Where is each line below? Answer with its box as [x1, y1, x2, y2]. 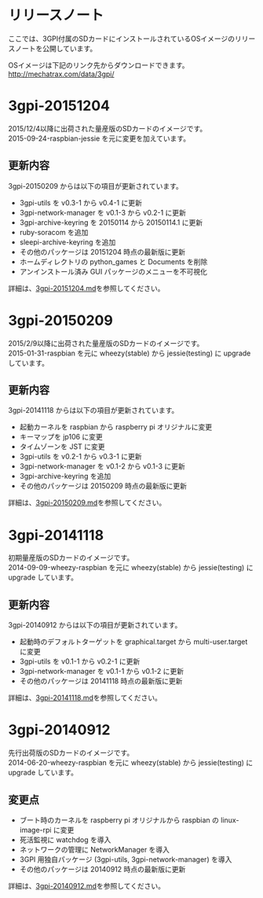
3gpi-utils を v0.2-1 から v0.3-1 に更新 [19, 452, 142, 462]
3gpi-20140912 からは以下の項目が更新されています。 [8, 620, 182, 630]
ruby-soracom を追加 [19, 227, 89, 237]
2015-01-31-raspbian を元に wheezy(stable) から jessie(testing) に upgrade [8, 348, 251, 358]
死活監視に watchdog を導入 [19, 834, 111, 845]
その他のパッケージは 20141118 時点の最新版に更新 [19, 676, 183, 686]
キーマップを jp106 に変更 [19, 432, 104, 442]
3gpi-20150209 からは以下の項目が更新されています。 [8, 181, 183, 190]
